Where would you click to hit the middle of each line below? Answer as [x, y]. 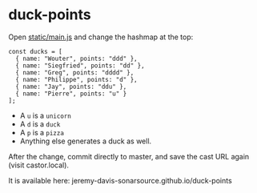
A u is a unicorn [46, 115]
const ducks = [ [35, 51]
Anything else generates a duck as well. [86, 141]
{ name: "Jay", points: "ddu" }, [71, 86]
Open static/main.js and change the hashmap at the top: [101, 37]
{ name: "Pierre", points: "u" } [71, 94]
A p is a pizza [42, 132]
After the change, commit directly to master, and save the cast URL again [129, 156]
